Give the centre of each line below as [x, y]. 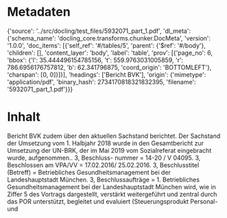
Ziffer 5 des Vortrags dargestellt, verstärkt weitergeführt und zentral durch [112, 194]
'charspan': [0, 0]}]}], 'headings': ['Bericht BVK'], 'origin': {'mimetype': [107, 74]
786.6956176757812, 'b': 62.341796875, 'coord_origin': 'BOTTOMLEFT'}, [109, 67]
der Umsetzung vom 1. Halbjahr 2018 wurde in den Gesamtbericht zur [106, 143]
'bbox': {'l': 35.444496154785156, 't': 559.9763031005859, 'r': [95, 60]
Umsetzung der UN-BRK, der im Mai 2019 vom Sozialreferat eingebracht [109, 150]
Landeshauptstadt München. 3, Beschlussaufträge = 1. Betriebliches [104, 180]
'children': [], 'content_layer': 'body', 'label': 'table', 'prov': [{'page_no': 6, [110, 53]
